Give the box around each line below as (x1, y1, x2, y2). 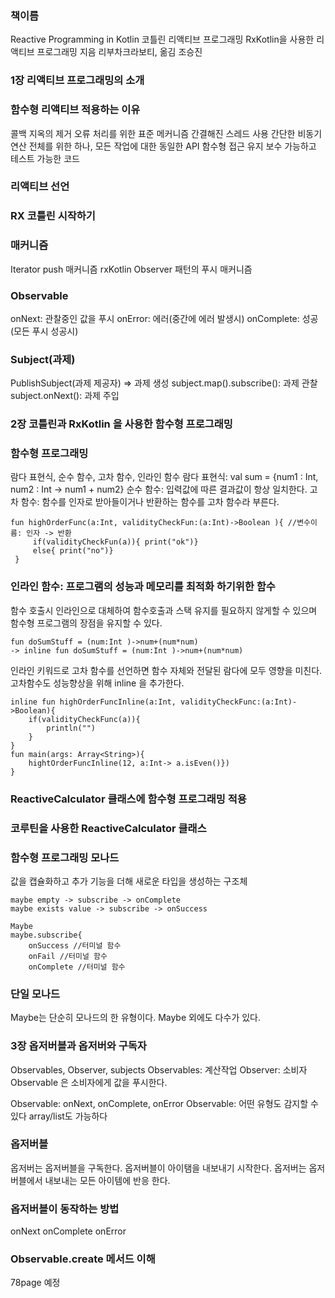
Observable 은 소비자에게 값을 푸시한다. (10, 1076, 168, 1088)
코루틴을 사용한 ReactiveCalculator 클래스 (10, 821, 207, 835)
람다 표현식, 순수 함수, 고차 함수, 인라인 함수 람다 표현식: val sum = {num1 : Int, (10, 471, 319, 483)
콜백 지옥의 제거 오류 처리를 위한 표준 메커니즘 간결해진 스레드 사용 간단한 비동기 (10, 127, 323, 139)
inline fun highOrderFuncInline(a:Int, (10, 697, 177, 707)
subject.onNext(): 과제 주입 (10, 390, 120, 402)
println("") (46, 723, 97, 733)
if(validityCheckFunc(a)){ (28, 714, 141, 724)
